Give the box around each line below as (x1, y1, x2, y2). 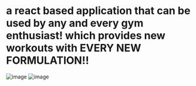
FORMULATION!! (6, 54, 89, 67)
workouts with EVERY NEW (6, 42, 141, 55)
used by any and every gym (6, 16, 144, 30)
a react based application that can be (6, 4, 191, 18)
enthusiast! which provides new (6, 29, 165, 42)
